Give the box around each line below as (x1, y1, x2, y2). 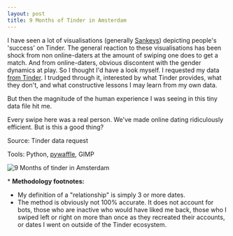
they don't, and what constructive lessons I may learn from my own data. (7, 81, 218, 89)
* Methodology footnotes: (7, 176, 85, 186)
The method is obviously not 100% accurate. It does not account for (17, 197, 214, 207)
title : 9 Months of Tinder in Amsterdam (7, 17, 127, 24)
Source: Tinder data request (7, 136, 89, 144)
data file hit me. (7, 102, 52, 110)
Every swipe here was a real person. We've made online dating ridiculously (7, 115, 224, 123)
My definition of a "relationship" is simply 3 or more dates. (17, 190, 185, 199)
